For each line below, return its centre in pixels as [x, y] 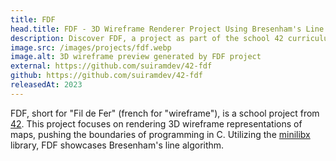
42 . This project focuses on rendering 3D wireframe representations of [156, 123]
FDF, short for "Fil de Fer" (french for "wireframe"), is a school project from [165, 113]
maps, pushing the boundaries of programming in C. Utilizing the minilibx [160, 134]
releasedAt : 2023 [46, 85]
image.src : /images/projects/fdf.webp [91, 47]
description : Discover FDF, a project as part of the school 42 [147, 38]
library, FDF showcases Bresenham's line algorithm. [117, 145]
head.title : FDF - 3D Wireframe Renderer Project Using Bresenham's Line [167, 29]
